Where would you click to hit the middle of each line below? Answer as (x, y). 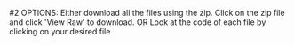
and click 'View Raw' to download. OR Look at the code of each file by (138, 22)
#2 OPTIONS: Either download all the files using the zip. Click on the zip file (147, 13)
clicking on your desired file (60, 31)
